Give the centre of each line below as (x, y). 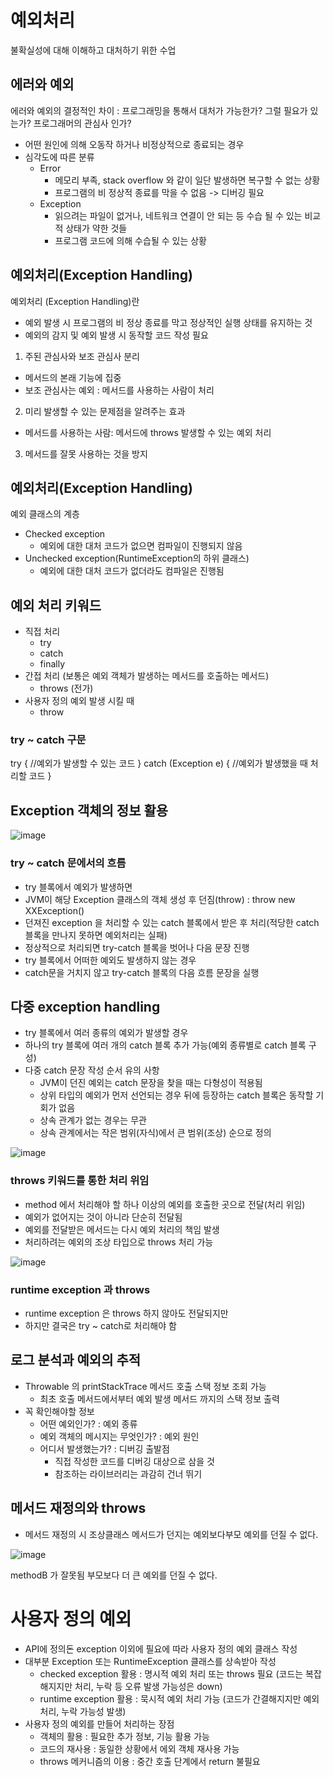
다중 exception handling (85, 1006)
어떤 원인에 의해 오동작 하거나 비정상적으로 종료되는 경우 (134, 144)
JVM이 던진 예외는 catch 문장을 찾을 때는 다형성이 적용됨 (151, 1083)
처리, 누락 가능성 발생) (83, 1711)
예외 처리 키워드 (56, 605)
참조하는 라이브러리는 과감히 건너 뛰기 (128, 1473)
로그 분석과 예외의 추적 (76, 1360)
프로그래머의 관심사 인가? (82, 123)
